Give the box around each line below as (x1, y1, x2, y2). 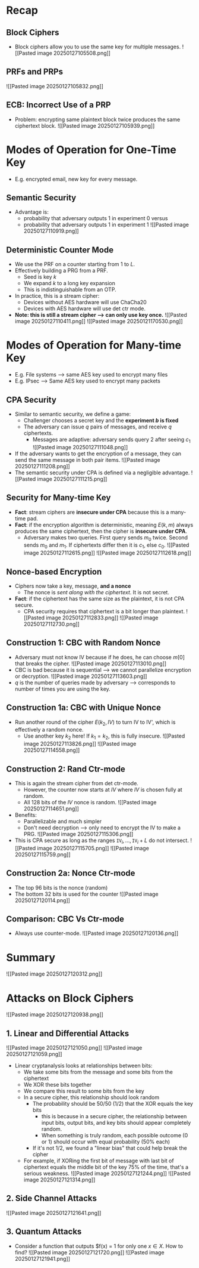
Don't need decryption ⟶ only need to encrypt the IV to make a (23, 824, 181, 831)
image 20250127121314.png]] (23, 1176, 96, 1183)
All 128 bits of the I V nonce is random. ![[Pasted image (23, 798, 157, 806)
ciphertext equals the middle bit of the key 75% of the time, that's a (23, 1164, 189, 1171)
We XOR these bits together (23, 1081, 92, 1088)
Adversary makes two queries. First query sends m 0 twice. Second (23, 533, 188, 542)
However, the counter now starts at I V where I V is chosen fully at (23, 786, 182, 793)
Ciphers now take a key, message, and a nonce (14, 582, 131, 590)
